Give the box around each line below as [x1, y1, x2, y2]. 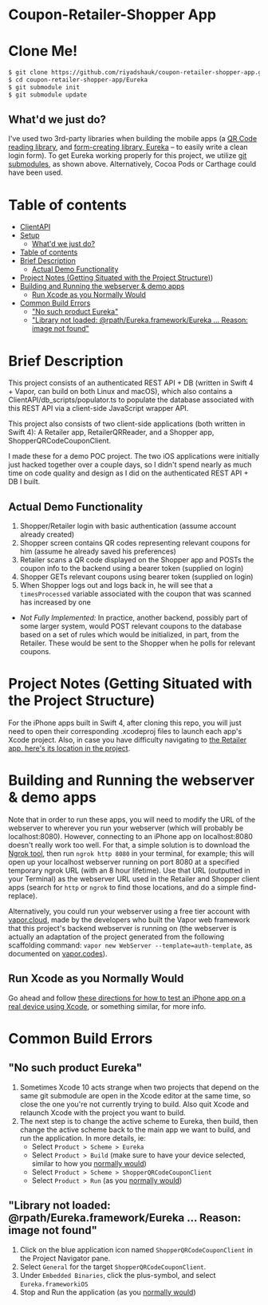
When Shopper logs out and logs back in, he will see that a [19, 581, 214, 590]
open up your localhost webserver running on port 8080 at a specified [8, 858, 240, 866]
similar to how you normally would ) [31, 1158, 148, 1168]
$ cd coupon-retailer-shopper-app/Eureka [8, 76, 148, 84]
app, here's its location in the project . [8, 743, 131, 753]
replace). [8, 891, 38, 901]
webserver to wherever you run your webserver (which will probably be [8, 823, 244, 833]
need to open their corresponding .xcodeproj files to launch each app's [8, 727, 242, 736]
